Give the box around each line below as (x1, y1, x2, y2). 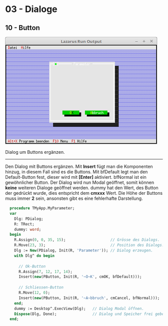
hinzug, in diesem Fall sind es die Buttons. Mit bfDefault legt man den (5, 169, 148, 175)
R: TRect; (14, 221, 35, 226)
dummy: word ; (14, 227, 41, 232)
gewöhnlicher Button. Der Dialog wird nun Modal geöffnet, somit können (5, 179, 154, 185)
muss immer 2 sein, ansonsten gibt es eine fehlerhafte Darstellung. (5, 195, 143, 201)
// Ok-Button (18, 264, 46, 269)
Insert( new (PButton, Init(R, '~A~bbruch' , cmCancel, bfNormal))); (18, 295, 160, 300)
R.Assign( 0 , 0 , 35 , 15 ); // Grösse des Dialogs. (14, 237, 160, 242)
